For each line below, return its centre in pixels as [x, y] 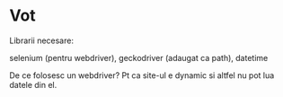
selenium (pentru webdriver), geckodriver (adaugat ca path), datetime [139, 57]
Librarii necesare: [42, 40]
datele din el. [33, 84]
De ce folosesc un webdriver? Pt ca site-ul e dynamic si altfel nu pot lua [142, 75]
